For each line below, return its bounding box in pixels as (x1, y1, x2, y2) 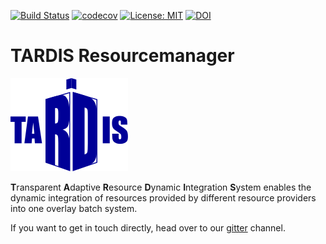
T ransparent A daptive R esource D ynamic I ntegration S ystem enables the (10, 181, 312, 193)
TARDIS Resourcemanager (10, 45, 235, 67)
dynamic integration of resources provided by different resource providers (10, 191, 317, 204)
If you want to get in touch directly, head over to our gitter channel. (10, 221, 286, 234)
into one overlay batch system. (10, 202, 138, 214)
